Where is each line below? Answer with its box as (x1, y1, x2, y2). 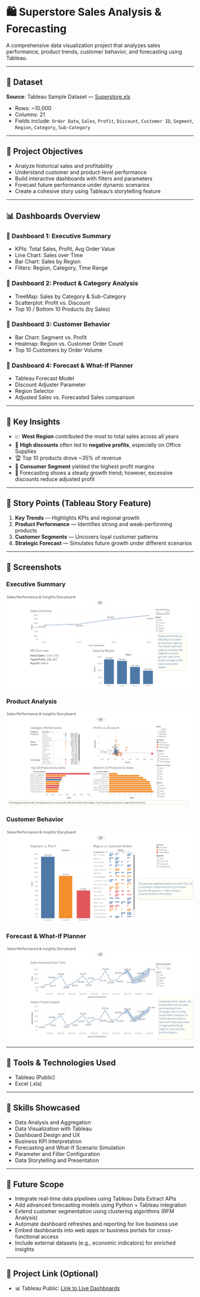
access (40, 1233, 59, 1240)
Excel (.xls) (14, 1080, 42, 1087)
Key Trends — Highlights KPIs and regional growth (14, 514, 140, 521)
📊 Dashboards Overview (6, 211, 101, 221)
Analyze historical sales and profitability (14, 162, 113, 169)
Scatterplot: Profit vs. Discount (14, 299, 90, 306)
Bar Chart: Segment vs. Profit (14, 333, 87, 340)
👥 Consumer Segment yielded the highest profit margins (14, 462, 155, 470)
